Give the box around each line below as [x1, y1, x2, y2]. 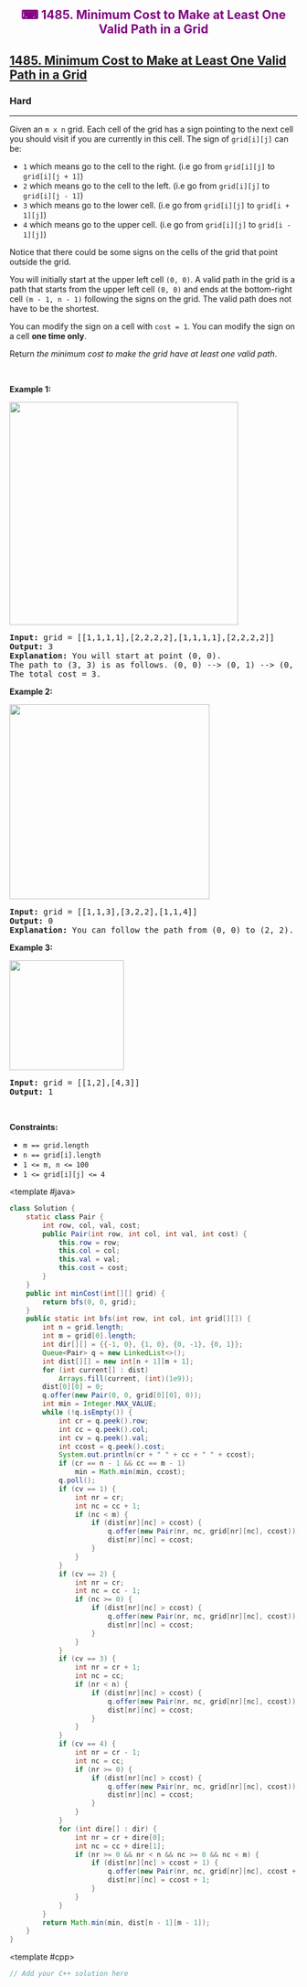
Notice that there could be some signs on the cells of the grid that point [9, 247, 279, 258]
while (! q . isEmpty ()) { [42, 1408, 132, 1417]
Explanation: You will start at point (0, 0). [9, 651, 222, 661]
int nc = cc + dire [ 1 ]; [74, 1842, 166, 1851]
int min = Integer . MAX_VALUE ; [42, 1399, 157, 1409]
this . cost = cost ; [58, 1264, 129, 1273]
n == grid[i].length [22, 1151, 101, 1160]
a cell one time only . [9, 331, 87, 342]
